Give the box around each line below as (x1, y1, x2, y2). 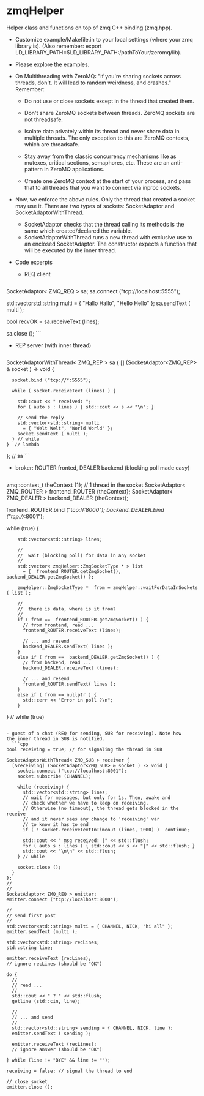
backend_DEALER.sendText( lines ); (22, 644, 114, 650)
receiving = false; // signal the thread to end (6, 1068, 133, 1074)
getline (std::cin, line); (12, 998, 81, 1004)
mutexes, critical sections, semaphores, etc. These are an (24, 159, 170, 166)
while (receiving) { (17, 784, 70, 790)
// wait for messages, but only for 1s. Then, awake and (22, 794, 171, 801)
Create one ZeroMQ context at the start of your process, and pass (24, 177, 191, 184)
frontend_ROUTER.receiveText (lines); (22, 627, 122, 634)
